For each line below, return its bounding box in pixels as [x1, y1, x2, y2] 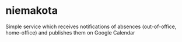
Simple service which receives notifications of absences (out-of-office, [5, 23, 177, 30]
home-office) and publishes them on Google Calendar [5, 29, 135, 36]
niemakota [5, 4, 58, 17]
